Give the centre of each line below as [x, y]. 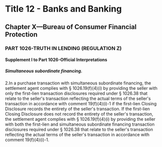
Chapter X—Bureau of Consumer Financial [71, 27]
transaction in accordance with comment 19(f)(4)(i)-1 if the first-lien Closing [81, 104]
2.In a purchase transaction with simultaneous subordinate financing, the [78, 83]
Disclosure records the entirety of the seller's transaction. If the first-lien [77, 109]
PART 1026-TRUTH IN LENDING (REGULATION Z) [63, 48]
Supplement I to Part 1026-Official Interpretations [56, 60]
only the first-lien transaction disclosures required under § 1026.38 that [76, 94]
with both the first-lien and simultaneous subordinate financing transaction [80, 124]
